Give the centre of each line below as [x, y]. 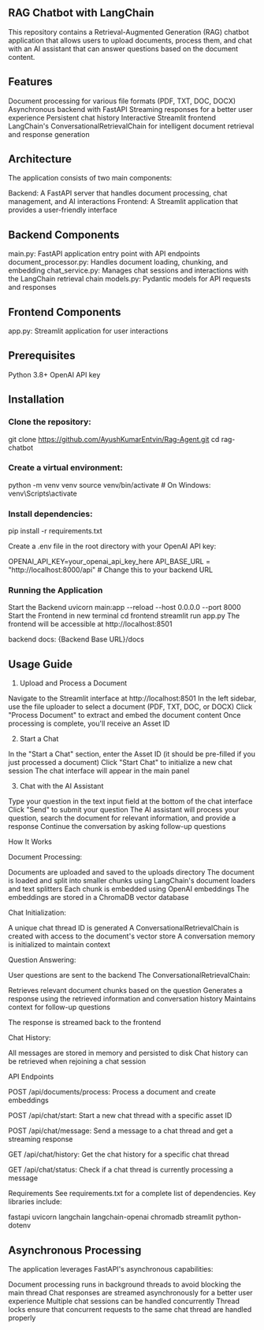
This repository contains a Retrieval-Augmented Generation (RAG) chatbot [129, 32]
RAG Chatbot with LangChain [81, 13]
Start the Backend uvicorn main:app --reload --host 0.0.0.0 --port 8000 [125, 607]
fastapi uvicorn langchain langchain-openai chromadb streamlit [111, 1217]
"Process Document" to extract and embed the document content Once [125, 715]
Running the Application [56, 590]
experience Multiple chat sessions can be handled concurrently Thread [124, 1301]
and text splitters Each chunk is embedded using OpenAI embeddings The [129, 889]
